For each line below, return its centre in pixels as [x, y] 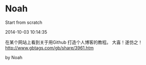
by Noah [14, 57]
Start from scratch [24, 22]
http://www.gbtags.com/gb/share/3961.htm [49, 48]
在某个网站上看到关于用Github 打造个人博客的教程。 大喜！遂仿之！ [74, 42]
